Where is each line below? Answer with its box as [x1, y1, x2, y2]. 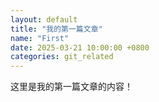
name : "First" [10, 33, 70, 43]
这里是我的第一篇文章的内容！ [10, 81, 133, 93]
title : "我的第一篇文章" [10, 24, 103, 34]
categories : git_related [10, 52, 114, 62]
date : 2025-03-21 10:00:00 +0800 [10, 42, 150, 53]
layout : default [10, 14, 78, 25]
